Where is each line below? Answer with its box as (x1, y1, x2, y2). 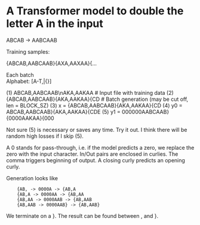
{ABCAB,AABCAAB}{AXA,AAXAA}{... (6, 60, 97, 67)
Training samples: (6, 48, 50, 55)
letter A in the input (6, 17, 103, 30)
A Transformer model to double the (6, 4, 184, 18)
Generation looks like (6, 174, 59, 181)
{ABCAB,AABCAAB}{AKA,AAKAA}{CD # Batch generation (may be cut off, (6, 95, 189, 103)
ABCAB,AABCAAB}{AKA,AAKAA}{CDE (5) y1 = (6, 108, 121, 115)
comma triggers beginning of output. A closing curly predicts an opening (6, 156, 185, 164)
